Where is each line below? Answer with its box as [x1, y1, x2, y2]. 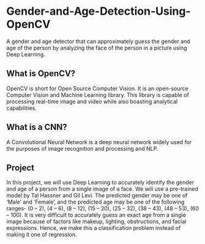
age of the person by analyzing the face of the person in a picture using [6, 44, 187, 51]
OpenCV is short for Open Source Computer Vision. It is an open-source [6, 85, 188, 92]
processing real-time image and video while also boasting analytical [6, 97, 178, 105]
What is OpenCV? [6, 69, 76, 79]
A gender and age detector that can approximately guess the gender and [6, 37, 191, 45]
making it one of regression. [6, 231, 78, 238]
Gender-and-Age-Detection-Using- [6, 4, 191, 18]
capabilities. [6, 104, 37, 112]
